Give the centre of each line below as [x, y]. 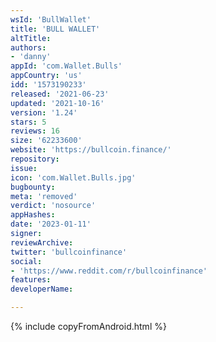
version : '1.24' [44, 112]
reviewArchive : [42, 242]
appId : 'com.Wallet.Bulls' [66, 66]
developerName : [42, 289]
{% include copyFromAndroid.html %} [88, 326]
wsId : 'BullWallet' [51, 19]
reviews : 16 [35, 131]
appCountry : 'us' [46, 76]
